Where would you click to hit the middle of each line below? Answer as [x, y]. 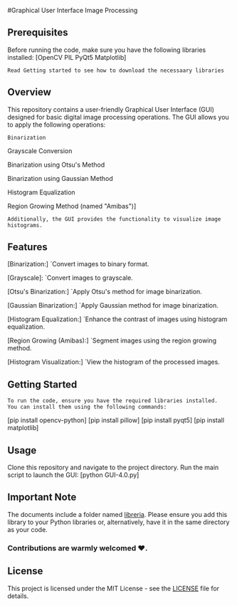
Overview [30, 92]
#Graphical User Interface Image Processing [73, 10]
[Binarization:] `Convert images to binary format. [78, 264]
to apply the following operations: [57, 125]
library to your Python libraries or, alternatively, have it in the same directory [118, 522]
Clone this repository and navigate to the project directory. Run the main [113, 467]
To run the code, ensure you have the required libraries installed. [113, 401]
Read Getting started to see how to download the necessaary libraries [116, 70]
